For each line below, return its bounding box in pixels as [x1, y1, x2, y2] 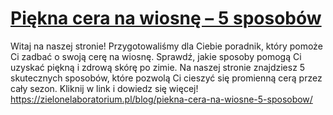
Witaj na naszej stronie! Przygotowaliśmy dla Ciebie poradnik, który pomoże [10, 40, 323, 52]
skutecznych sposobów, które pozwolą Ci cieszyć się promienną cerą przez [10, 72, 323, 84]
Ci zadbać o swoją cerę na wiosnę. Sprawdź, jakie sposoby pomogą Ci [10, 50, 302, 62]
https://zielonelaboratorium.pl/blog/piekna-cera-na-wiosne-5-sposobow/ [10, 93, 313, 105]
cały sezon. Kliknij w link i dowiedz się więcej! [10, 82, 199, 94]
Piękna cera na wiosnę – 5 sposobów [10, 7, 322, 30]
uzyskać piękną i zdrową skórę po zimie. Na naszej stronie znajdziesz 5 [10, 61, 306, 73]
